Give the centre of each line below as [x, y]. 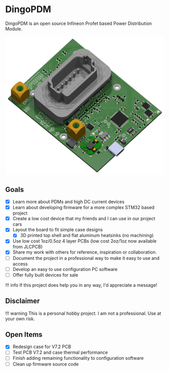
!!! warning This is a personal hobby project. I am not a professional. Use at [83, 313]
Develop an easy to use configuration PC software [65, 269]
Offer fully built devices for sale [45, 275]
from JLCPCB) [28, 247]
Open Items [24, 334]
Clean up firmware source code [46, 364]
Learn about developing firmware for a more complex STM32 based [83, 208]
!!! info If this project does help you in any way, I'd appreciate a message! [81, 285]
